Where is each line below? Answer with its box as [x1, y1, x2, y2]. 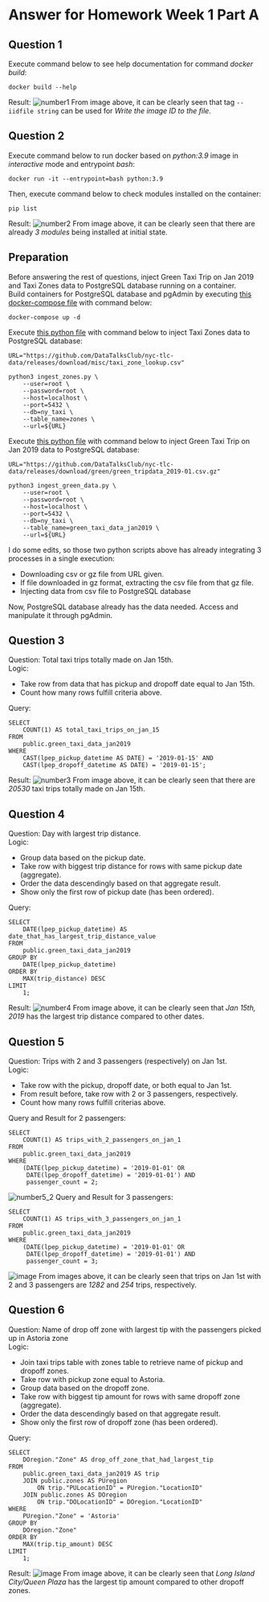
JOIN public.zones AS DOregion [22, 1491, 128, 1499]
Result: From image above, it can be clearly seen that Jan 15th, [8, 1003, 256, 1013]
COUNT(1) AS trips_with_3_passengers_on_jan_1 [22, 1215, 181, 1223]
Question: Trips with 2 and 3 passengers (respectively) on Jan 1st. [8, 1056, 227, 1066]
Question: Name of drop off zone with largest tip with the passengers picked [8, 1324, 262, 1334]
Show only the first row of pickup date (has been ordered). [19, 887, 214, 897]
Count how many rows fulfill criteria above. [19, 687, 162, 698]
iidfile [8, 107, 35, 115]
